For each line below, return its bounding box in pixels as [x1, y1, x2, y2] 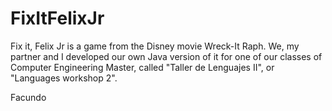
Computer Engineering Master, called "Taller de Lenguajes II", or [10, 61, 275, 73]
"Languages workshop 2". [10, 72, 118, 84]
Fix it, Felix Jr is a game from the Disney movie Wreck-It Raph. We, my [10, 40, 300, 52]
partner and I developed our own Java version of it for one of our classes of [10, 50, 323, 62]
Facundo [10, 91, 47, 103]
